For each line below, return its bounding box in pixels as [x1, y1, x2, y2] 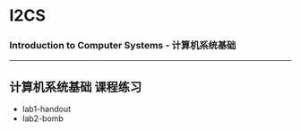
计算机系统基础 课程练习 [9, 79, 142, 94]
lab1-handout [21, 104, 72, 115]
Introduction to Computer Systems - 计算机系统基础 [9, 39, 236, 52]
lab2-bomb [21, 113, 64, 124]
